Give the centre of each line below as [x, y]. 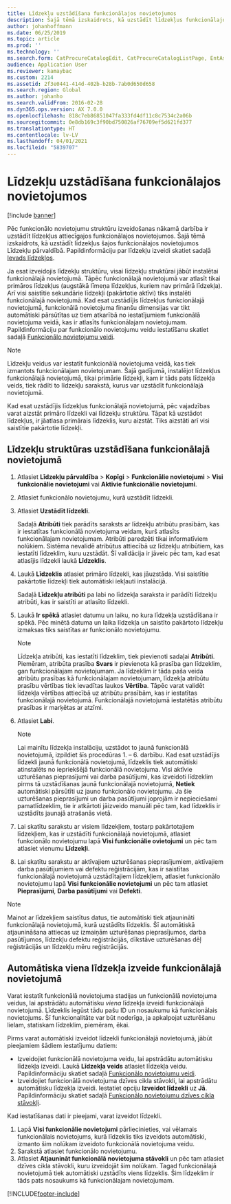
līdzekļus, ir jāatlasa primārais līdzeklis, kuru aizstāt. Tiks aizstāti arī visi [108, 421]
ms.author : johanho [35, 97]
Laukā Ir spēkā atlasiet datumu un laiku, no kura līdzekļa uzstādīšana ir [118, 615]
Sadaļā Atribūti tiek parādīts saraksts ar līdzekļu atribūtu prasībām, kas [118, 524]
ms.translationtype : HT [41, 129]
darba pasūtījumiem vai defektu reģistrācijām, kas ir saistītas [103, 869]
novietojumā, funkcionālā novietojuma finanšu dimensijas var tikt [99, 307]
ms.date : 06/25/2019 [37, 33]
